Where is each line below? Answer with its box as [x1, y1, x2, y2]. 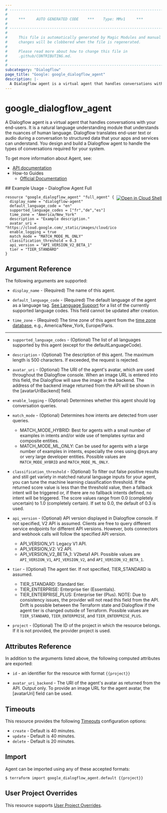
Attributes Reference [5, 642, 72, 650]
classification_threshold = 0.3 [9, 238, 77, 243]
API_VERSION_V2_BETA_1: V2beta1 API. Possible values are [19, 551, 141, 557]
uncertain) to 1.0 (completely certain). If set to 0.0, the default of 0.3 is [12, 500, 156, 506]
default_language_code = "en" [9, 203, 72, 208]
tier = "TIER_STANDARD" [9, 247, 59, 252]
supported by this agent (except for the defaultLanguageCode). [12, 342, 143, 348]
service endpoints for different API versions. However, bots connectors [12, 526, 158, 532]
